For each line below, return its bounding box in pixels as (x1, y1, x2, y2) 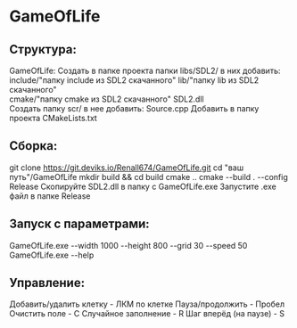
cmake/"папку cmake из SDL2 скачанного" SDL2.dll (9, 94, 204, 104)
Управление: (9, 275, 86, 291)
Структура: (9, 42, 78, 57)
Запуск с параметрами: (9, 217, 150, 232)
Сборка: (9, 138, 58, 153)
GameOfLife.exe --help (9, 250, 95, 260)
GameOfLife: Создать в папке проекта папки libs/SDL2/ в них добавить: (9, 65, 281, 76)
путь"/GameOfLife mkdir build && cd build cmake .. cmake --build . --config (9, 171, 288, 182)
